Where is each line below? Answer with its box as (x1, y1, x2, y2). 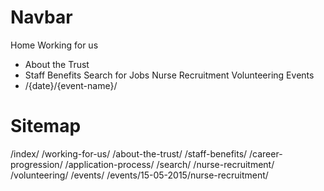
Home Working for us (10, 39, 99, 51)
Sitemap (10, 115, 82, 138)
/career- (249, 147, 283, 160)
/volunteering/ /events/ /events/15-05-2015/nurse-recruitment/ (10, 169, 269, 181)
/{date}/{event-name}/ (24, 79, 118, 91)
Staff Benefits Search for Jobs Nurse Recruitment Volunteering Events (24, 69, 315, 81)
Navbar (10, 6, 73, 29)
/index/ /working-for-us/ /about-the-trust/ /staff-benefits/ (10, 147, 248, 160)
